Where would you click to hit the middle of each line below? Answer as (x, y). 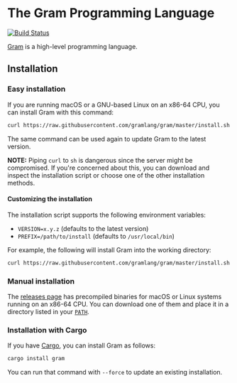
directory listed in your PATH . (49, 311)
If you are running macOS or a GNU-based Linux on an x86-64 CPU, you (114, 104)
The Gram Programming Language (111, 13)
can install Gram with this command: (61, 112)
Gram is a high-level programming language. (73, 46)
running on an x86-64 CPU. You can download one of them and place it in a (118, 304)
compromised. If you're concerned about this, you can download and (109, 168)
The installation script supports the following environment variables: (106, 215)
